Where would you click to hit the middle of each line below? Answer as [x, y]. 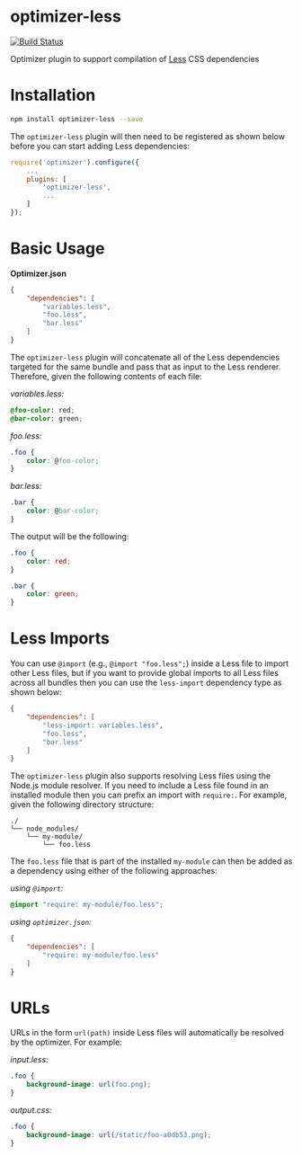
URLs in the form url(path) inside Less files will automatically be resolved [147, 1033]
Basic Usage [58, 249]
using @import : [37, 888]
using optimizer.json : [51, 922]
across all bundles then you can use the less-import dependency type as [146, 683]
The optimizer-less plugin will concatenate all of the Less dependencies [145, 357]
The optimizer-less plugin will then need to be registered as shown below [148, 136]
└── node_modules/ [44, 829]
